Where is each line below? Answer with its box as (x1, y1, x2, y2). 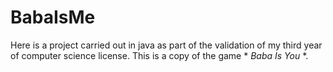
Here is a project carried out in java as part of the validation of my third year (10, 39, 323, 51)
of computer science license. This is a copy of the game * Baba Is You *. (10, 49, 309, 61)
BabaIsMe (10, 6, 96, 29)
